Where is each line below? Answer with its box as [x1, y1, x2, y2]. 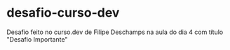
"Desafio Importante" [6, 35, 68, 43]
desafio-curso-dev [6, 5, 120, 21]
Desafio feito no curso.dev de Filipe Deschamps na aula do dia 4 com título [6, 28, 224, 36]
